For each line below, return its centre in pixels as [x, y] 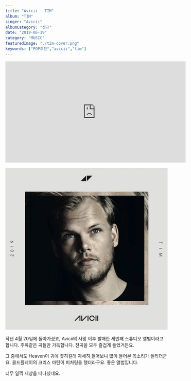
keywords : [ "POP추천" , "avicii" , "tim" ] [46, 49]
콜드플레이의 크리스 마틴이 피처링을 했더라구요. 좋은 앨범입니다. [75, 362]
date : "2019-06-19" [26, 33]
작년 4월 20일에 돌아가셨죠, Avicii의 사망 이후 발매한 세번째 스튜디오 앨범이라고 [84, 338]
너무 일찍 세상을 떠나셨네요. [33, 373]
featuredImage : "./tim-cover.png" [42, 44]
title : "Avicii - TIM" [30, 11]
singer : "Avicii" [24, 22]
